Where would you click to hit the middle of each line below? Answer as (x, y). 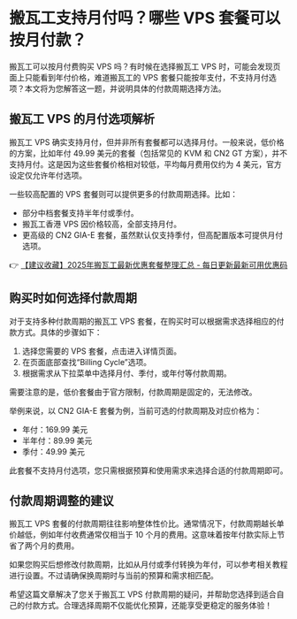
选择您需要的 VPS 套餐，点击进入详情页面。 (102, 351)
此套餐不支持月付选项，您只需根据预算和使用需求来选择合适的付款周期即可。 (148, 470)
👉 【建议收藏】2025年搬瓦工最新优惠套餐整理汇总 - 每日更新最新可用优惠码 (148, 264)
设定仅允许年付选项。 (48, 175)
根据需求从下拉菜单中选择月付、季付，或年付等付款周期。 (126, 373)
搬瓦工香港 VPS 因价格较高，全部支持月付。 (102, 224)
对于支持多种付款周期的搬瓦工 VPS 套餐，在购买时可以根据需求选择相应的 (143, 321)
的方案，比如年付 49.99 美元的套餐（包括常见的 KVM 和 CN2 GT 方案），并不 (148, 153)
